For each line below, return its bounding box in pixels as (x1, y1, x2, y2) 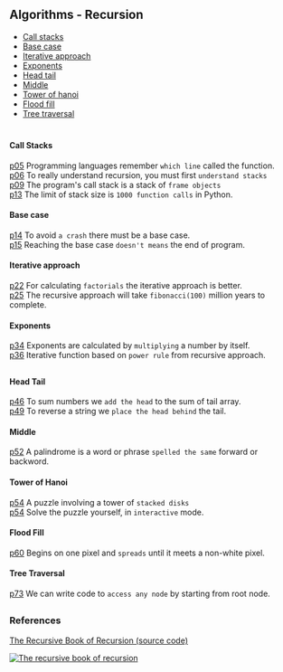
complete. (9, 299, 47, 310)
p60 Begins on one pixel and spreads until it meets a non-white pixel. (9, 547, 265, 558)
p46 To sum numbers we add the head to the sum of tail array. (9, 396, 241, 407)
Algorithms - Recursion (9, 7, 144, 23)
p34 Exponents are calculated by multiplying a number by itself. (9, 340, 250, 351)
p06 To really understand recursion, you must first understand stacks (9, 169, 268, 180)
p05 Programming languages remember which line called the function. (9, 160, 275, 171)
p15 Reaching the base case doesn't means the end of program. (9, 239, 246, 250)
